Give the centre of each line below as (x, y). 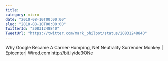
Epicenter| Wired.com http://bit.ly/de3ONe (49, 53)
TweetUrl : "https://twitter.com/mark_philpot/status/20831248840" (76, 33)
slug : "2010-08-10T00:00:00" (36, 24)
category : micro (22, 15)
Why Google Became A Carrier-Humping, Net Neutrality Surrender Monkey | (84, 48)
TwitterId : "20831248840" (32, 29)
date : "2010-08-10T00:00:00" (36, 19)
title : (12, 10)
